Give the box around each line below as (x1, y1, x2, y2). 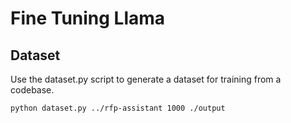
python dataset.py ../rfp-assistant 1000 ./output (10, 103, 226, 113)
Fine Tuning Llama (10, 7, 166, 30)
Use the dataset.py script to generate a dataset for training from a (10, 73, 282, 85)
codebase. (10, 84, 55, 96)
